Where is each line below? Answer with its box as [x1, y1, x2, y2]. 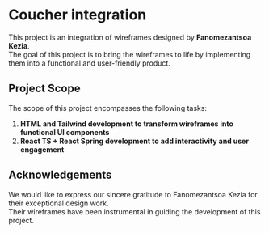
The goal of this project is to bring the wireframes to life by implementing [8, 49, 251, 59]
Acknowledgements [8, 168, 112, 182]
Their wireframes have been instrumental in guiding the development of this [8, 206, 261, 216]
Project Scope [8, 82, 81, 95]
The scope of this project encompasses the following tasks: [8, 103, 208, 112]
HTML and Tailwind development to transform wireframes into [19, 119, 234, 129]
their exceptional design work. [8, 198, 109, 208]
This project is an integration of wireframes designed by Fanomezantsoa [8, 32, 252, 42]
